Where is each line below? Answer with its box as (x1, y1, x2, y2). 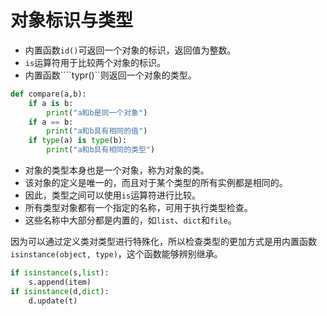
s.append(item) (28, 277, 92, 287)
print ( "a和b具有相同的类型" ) (46, 145, 156, 155)
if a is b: (28, 98, 74, 108)
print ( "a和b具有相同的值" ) (46, 126, 148, 136)
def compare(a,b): (10, 89, 87, 99)
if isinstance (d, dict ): (10, 286, 110, 296)
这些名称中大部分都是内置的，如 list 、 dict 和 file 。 (24, 214, 237, 226)
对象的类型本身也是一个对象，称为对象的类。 (24, 164, 210, 176)
